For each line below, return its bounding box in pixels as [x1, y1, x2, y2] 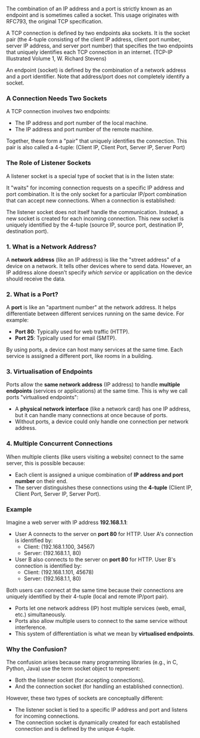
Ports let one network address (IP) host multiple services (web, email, [14, 605, 186, 612]
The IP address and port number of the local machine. [14, 119, 148, 126]
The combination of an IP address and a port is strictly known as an [6, 5, 172, 12]
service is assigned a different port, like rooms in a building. [6, 353, 153, 360]
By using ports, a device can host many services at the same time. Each [6, 346, 183, 353]
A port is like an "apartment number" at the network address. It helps [6, 304, 177, 311]
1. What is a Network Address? [6, 242, 97, 251]
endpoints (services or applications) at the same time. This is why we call [6, 387, 188, 394]
